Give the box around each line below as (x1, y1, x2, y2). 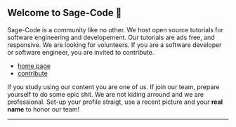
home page (17, 61, 51, 70)
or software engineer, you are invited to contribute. (7, 48, 155, 56)
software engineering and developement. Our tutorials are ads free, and (7, 33, 216, 41)
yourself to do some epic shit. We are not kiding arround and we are (7, 90, 204, 98)
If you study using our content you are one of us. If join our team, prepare (7, 82, 220, 91)
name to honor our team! (7, 105, 80, 113)
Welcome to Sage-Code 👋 (7, 7, 122, 19)
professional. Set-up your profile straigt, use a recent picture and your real (7, 98, 223, 106)
